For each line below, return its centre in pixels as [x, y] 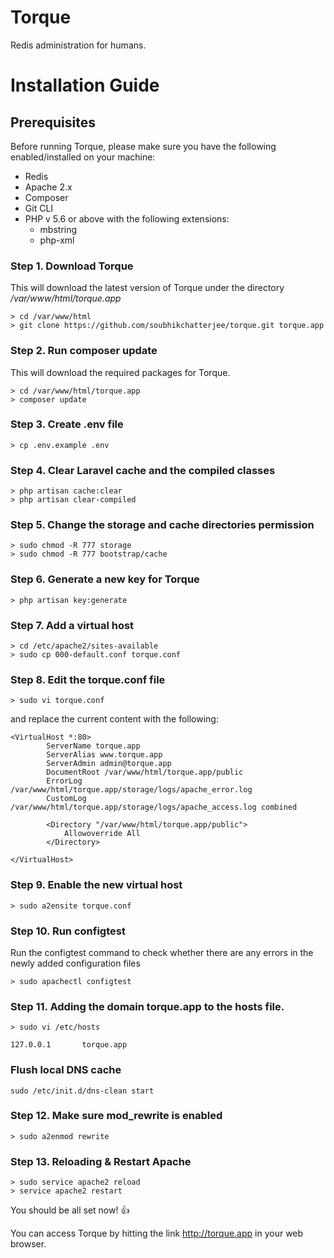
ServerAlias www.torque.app [104, 755]
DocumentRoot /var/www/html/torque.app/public [145, 772]
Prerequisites [53, 122]
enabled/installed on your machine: [83, 157]
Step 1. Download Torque [72, 266]
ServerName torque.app [93, 746]
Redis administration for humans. [78, 45]
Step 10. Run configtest [68, 931]
